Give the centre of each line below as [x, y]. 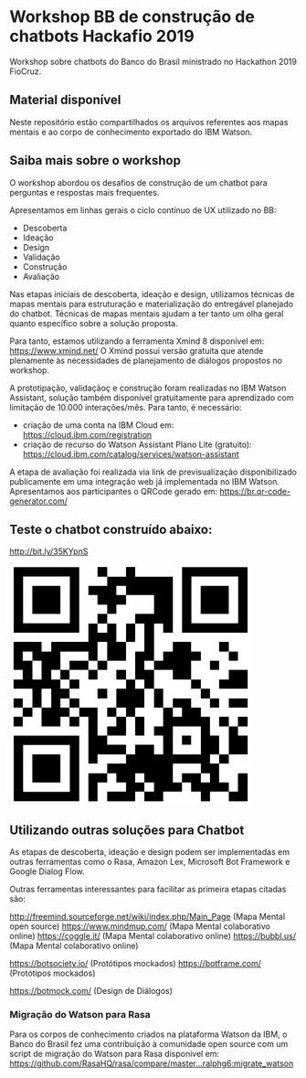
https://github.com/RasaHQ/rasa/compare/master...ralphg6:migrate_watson [152, 1063]
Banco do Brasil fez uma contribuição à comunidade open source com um [149, 1044]
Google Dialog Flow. [47, 871]
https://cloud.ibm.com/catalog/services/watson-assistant [131, 454]
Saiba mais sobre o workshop [95, 160]
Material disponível [65, 100]
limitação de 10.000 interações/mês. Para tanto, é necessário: [126, 407]
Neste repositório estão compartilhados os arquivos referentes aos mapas [149, 122]
